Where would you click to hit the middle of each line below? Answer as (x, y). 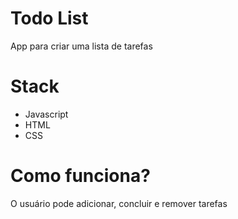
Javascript (46, 114)
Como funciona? (80, 176)
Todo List (49, 18)
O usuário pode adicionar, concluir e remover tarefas (119, 203)
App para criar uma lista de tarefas (81, 46)
